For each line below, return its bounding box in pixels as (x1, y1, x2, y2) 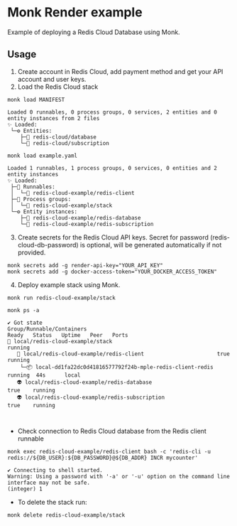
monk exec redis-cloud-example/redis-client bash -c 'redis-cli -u (7, 448, 211, 455)
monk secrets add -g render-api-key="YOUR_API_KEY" (7, 262, 163, 269)
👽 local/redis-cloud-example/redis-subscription (16, 394, 165, 401)
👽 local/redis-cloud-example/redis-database (16, 378, 153, 386)
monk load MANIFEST (7, 96, 65, 103)
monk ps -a (7, 306, 40, 313)
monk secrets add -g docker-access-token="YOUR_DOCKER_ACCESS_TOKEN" (7, 268, 218, 275)
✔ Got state (7, 319, 43, 326)
